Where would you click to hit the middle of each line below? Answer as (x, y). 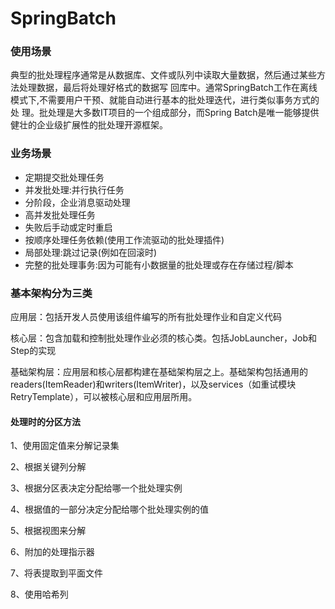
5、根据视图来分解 (48, 531)
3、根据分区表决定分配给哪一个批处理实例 (96, 488)
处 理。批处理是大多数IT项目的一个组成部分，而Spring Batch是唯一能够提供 (165, 113)
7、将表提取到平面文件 (56, 573)
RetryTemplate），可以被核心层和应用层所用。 (104, 397)
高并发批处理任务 (60, 214)
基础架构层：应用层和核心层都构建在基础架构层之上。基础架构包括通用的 (159, 372)
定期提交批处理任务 (64, 177)
